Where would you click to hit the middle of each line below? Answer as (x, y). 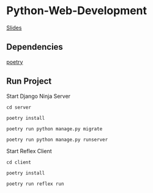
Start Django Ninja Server (39, 96)
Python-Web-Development (77, 11)
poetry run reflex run (35, 184)
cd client (19, 162)
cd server (19, 107)
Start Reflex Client (29, 151)
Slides (14, 28)
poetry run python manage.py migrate (54, 129)
